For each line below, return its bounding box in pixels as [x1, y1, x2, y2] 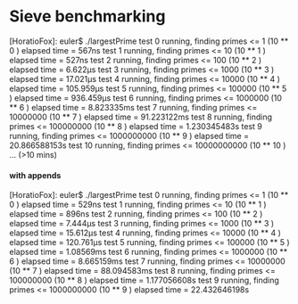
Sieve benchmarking [9, 6, 166, 27]
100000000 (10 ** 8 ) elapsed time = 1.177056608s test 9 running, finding [9, 275, 279, 286]
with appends [9, 169, 62, 180]
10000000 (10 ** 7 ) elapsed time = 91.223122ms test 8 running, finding [9, 111, 273, 122]
